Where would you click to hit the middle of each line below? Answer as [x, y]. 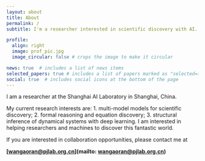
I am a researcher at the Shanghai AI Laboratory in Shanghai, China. [92, 97]
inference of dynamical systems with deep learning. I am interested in [94, 121]
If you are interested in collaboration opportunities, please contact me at [97, 140]
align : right [28, 46]
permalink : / [23, 23]
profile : [17, 40]
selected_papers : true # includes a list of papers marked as [87, 74]
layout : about [24, 12]
